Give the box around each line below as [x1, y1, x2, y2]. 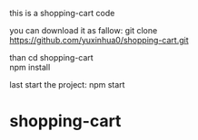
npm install [9, 62, 51, 72]
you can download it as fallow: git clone [9, 25, 158, 35]
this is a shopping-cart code [9, 8, 115, 18]
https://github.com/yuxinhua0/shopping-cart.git [9, 35, 189, 45]
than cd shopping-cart [9, 52, 94, 62]
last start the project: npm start [9, 79, 125, 89]
